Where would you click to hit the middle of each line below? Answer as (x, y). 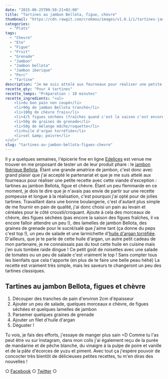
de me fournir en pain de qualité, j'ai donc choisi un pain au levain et (75, 207)
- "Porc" (19, 75)
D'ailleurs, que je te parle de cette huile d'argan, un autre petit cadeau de (80, 239)
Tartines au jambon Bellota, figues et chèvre (75, 287)
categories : (17, 24)
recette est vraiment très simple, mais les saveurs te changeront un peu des (83, 265)
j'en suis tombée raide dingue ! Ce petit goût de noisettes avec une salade (81, 249)
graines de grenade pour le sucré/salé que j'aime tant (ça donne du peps (80, 228)
